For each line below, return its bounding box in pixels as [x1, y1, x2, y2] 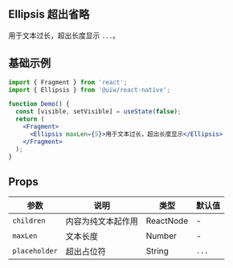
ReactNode [145, 216, 189, 227]
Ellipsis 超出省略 [8, 7, 90, 22]
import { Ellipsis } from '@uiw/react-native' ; [8, 85, 171, 94]
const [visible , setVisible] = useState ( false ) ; [15, 108, 182, 116]
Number [145, 230, 177, 241]
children [12, 216, 46, 225]
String [145, 245, 169, 257]
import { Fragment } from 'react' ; [8, 78, 128, 86]
